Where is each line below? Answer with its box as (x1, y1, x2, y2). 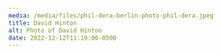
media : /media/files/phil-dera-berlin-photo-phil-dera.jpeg (8, 11, 215, 20)
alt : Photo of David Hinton (8, 26, 103, 34)
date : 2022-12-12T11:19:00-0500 (8, 33, 117, 42)
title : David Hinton (8, 19, 78, 27)
